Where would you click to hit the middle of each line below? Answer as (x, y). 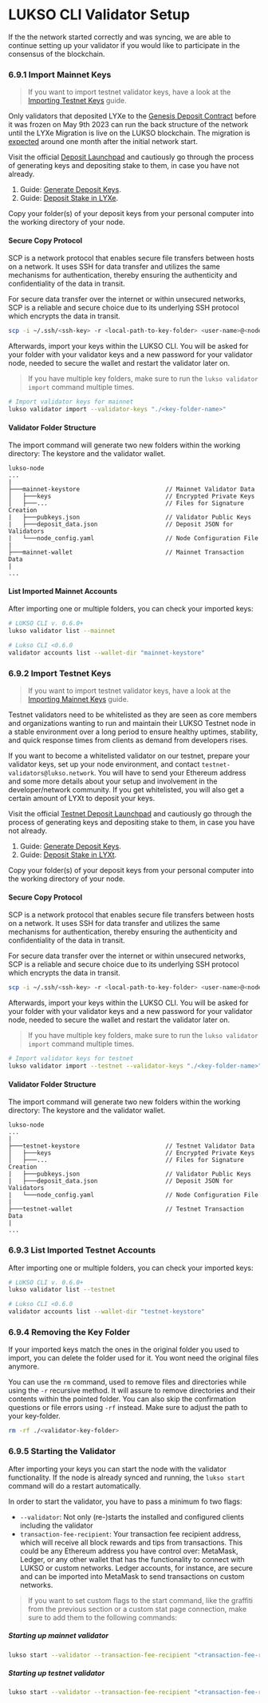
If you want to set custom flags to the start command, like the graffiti (140, 1600)
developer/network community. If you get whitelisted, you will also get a (126, 790)
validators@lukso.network (51, 774)
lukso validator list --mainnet (62, 631)
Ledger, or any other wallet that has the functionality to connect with (132, 1559)
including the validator (56, 1525)
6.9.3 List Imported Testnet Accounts (82, 1250)
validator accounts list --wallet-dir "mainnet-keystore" (106, 653)
